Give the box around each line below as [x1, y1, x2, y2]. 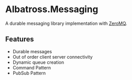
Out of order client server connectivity [12, 54, 93, 60]
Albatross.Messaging [5, 4, 98, 15]
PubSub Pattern [12, 70, 46, 76]
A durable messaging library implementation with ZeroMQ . [5, 20, 127, 26]
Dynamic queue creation [12, 59, 64, 65]
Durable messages [12, 48, 52, 54]
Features [5, 35, 34, 44]
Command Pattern [12, 64, 51, 70]
